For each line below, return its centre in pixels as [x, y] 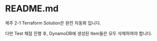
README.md [32, 9]
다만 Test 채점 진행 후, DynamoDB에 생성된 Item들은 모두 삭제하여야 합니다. [79, 33]
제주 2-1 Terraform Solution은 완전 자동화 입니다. [53, 23]
